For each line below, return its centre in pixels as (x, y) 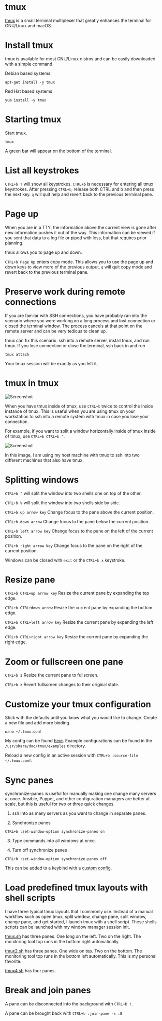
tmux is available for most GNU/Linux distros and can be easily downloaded (80, 59)
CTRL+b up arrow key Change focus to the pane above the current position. (80, 512)
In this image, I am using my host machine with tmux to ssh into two (72, 455)
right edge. (16, 642)
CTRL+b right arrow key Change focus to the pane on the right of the (74, 546)
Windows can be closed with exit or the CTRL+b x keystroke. (65, 560)
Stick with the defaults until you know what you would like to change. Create (81, 718)
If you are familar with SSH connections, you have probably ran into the (76, 316)
